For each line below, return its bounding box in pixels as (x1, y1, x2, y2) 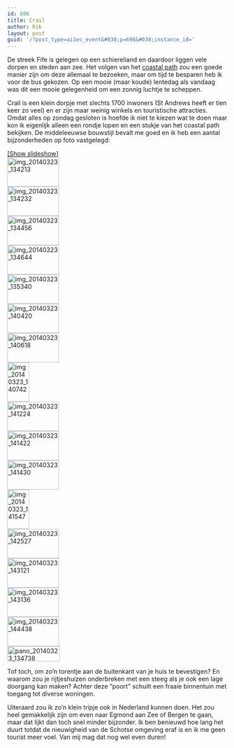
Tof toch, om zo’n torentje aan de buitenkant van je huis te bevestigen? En (7, 668, 220, 676)
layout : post (7, 29, 45, 37)
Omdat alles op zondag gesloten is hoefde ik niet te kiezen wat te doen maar (7, 113, 228, 122)
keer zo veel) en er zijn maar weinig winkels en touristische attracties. (7, 106, 208, 115)
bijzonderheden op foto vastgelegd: (7, 136, 110, 144)
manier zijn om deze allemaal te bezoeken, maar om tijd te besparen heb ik (7, 71, 223, 79)
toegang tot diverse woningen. (7, 690, 96, 698)
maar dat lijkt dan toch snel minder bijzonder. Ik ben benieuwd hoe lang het (7, 718, 224, 726)
